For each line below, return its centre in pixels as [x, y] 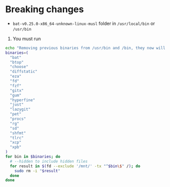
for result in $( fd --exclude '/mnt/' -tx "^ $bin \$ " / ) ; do [75, 166]
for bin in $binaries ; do [33, 157]
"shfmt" [18, 133]
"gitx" [17, 90]
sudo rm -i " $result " [37, 171]
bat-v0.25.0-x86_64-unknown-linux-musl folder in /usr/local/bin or [84, 23]
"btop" [17, 62]
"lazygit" [20, 110]
